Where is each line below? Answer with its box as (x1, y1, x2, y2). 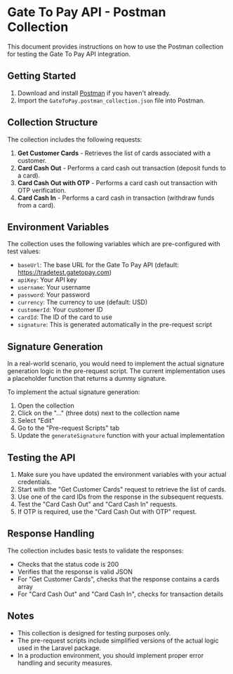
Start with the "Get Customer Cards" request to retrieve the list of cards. (17, 485, 227, 493)
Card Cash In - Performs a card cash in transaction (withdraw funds (17, 194, 215, 202)
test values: (7, 247, 41, 256)
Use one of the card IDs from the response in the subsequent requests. (17, 492, 224, 501)
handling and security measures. (17, 659, 112, 667)
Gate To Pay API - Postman (7, 4, 166, 20)
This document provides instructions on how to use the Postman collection (7, 42, 224, 50)
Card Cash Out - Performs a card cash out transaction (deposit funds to (17, 163, 227, 172)
